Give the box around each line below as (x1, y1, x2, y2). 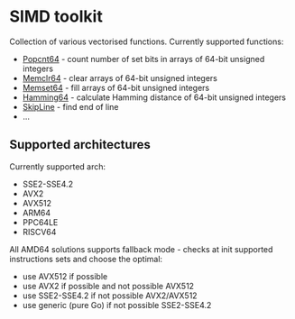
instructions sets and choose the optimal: (9, 253, 163, 264)
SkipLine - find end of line (22, 101, 119, 112)
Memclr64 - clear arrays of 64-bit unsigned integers (22, 72, 218, 83)
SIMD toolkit (9, 6, 104, 27)
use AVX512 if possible (22, 270, 108, 281)
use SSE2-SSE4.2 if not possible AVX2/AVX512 (22, 290, 198, 301)
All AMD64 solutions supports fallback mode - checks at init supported (9, 243, 273, 254)
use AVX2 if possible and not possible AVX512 (22, 280, 195, 291)
